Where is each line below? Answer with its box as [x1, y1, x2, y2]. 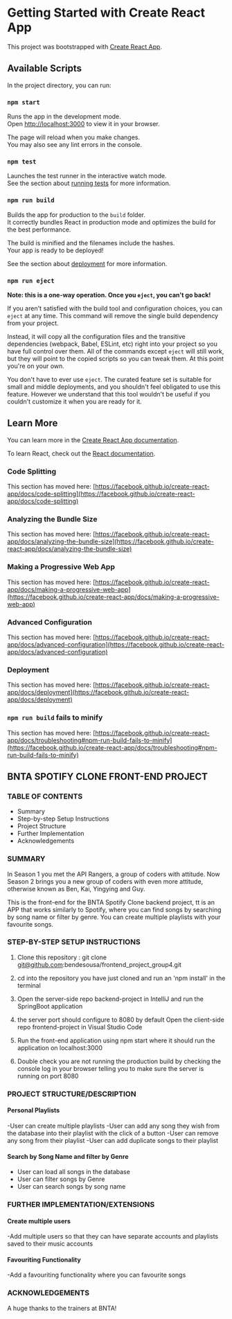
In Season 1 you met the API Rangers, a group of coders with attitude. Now [7, 870, 220, 878]
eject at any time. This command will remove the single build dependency [7, 311, 219, 320]
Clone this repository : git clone [17, 953, 107, 961]
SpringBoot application [17, 1002, 83, 1010]
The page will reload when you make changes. [7, 133, 141, 141]
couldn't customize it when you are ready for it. [7, 397, 142, 405]
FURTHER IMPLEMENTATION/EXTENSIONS [7, 1200, 155, 1209]
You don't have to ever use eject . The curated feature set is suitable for [7, 375, 212, 383]
